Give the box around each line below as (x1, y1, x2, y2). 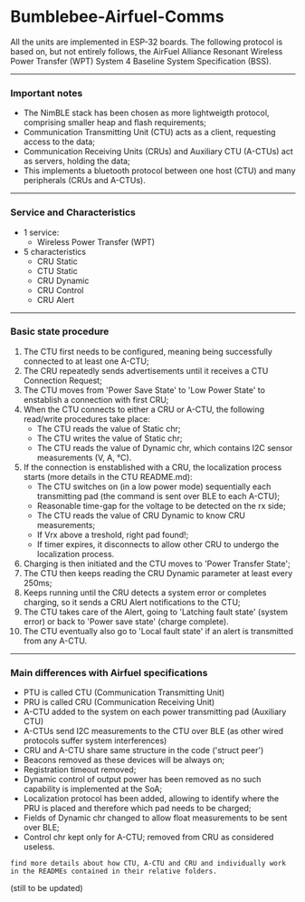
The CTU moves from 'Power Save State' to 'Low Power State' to (23, 384, 266, 396)
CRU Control (36, 284, 84, 296)
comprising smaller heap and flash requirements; (23, 117, 207, 128)
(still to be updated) (10, 883, 84, 894)
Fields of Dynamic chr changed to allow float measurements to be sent (23, 812, 288, 823)
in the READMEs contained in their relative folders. (10, 867, 218, 877)
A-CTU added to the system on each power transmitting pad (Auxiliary (23, 706, 287, 718)
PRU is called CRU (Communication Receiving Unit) (23, 697, 215, 708)
